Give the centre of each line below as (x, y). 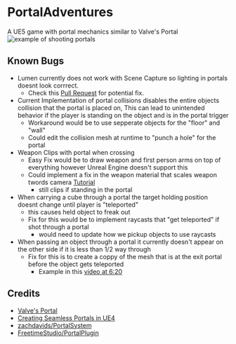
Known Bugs (36, 61)
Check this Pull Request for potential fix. (86, 92)
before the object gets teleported (76, 264)
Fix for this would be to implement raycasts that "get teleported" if (124, 219)
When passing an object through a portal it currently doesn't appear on (120, 242)
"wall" (37, 130)
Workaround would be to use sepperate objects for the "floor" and (124, 123)
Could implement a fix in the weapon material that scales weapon (123, 174)
